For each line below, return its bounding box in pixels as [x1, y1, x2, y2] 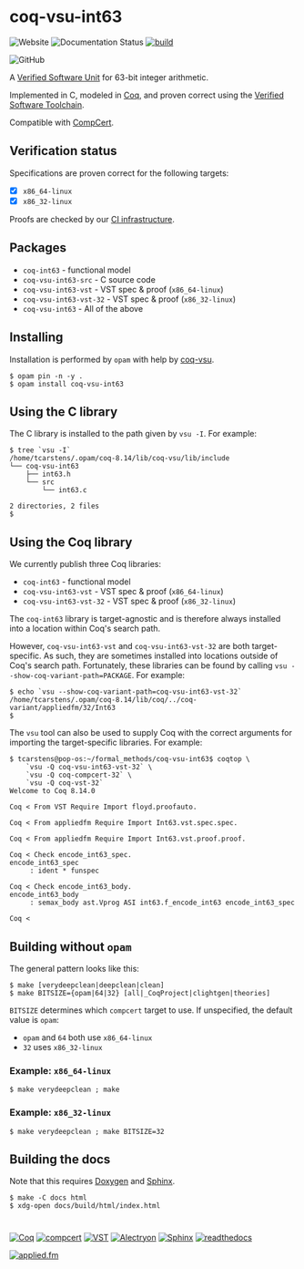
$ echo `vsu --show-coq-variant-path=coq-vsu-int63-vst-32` [9, 687, 243, 696]
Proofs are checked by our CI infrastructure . [9, 213, 175, 224]
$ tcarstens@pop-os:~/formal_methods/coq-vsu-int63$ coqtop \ [9, 755, 250, 764]
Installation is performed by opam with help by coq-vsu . [9, 354, 215, 365]
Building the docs [9, 1151, 111, 1167]
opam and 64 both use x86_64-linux [22, 1032, 153, 1043]
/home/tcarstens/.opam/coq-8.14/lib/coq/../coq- [9, 696, 198, 705]
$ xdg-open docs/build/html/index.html [9, 1202, 161, 1211]
